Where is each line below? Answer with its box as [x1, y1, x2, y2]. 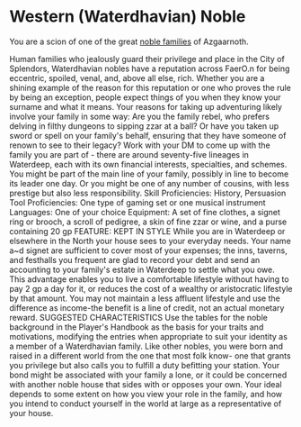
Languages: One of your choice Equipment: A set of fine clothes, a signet [9, 206, 281, 217]
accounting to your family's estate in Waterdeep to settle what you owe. [9, 264, 276, 275]
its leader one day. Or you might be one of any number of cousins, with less [9, 177, 290, 188]
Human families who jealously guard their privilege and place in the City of [9, 53, 285, 64]
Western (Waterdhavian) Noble [9, 6, 246, 27]
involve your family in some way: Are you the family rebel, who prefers [9, 111, 270, 122]
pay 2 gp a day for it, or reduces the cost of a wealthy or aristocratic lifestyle [9, 283, 293, 294]
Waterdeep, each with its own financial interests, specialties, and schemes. [9, 159, 288, 169]
